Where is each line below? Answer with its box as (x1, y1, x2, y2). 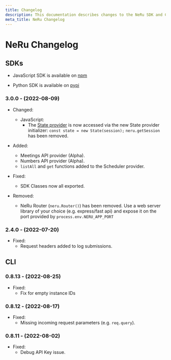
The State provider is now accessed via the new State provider (27, 122, 160, 128)
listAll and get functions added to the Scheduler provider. (20, 163, 145, 169)
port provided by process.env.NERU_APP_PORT (20, 213, 113, 219)
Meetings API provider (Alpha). (20, 152, 85, 158)
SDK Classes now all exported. (20, 183, 85, 189)
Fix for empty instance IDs (20, 290, 76, 296)
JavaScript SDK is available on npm (12, 72, 88, 79)
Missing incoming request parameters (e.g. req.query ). (20, 319, 135, 325)
